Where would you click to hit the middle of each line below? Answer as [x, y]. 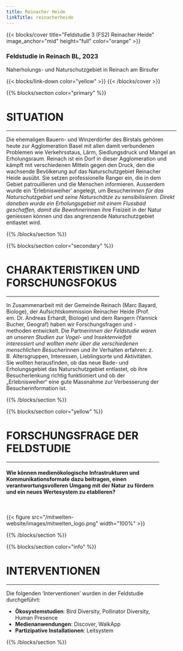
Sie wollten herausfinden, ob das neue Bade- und [67, 362]
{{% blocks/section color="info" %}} [52, 546]
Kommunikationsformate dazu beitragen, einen [67, 479]
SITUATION [35, 117]
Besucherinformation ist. [37, 388]
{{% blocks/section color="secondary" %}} [60, 246]
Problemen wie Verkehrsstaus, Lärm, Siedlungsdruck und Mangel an [91, 152]
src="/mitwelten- [52, 517]
